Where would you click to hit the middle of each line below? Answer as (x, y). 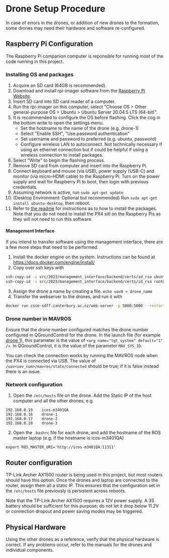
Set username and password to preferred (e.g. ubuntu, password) (89, 139)
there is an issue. (23, 372)
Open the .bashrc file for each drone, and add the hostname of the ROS (87, 433)
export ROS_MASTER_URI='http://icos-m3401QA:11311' (61, 447)
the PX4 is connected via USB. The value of (51, 361)
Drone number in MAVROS (39, 319)
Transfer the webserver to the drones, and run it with (67, 297)
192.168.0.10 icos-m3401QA (37, 410)
